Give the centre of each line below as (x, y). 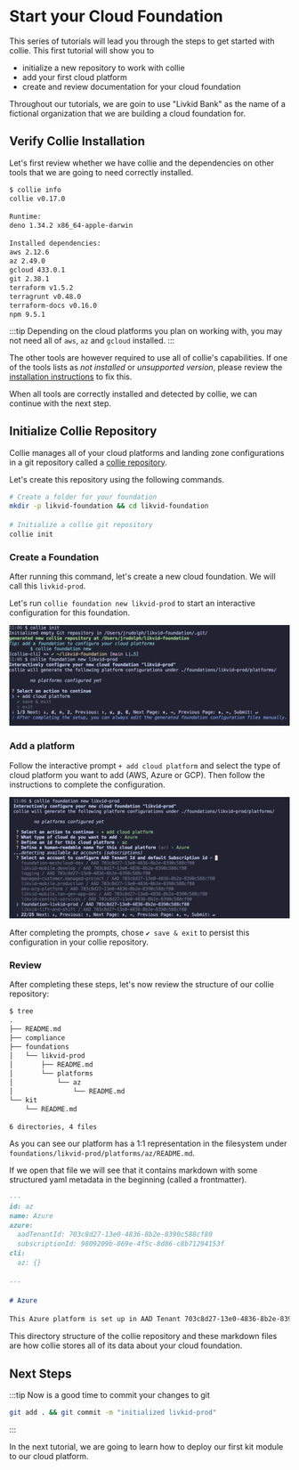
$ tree (21, 1011)
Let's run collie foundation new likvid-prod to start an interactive (133, 604)
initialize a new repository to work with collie (103, 68)
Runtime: (25, 216)
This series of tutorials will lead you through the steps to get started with (142, 41)
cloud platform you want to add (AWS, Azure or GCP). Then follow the (137, 775)
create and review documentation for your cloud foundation (131, 86)
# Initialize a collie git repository (81, 525)
